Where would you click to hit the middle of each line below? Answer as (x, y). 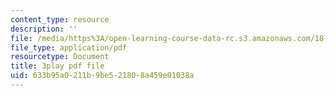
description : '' (44, 29)
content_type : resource (60, 19)
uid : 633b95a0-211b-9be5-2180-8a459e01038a (102, 76)
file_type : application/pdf (69, 47)
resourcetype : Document (60, 57)
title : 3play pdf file (57, 66)
